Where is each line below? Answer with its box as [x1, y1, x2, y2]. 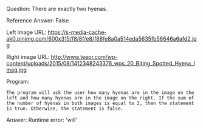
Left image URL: [6, 29, 47, 36]
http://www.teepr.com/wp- [50, 53, 118, 60]
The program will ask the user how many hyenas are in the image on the [6, 90, 194, 96]
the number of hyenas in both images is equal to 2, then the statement [6, 100, 194, 106]
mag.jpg [6, 66, 27, 73]
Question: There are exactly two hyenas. [6, 5, 108, 12]
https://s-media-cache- [47, 29, 107, 36]
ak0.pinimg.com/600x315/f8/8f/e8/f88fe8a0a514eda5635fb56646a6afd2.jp [6, 35, 197, 42]
